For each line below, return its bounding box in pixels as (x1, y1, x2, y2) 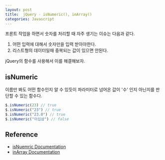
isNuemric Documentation (12, 144, 66, 150)
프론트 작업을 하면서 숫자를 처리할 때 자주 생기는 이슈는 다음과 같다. (5, 31, 135, 37)
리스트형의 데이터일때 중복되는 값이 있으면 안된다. (12, 48, 108, 54)
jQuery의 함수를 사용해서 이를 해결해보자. (5, 58, 85, 64)
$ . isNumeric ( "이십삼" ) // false (5, 116, 69, 122)
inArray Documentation (12, 149, 60, 155)
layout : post (5, 7, 32, 12)
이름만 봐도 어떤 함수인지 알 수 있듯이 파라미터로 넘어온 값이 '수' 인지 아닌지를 (5, 86, 155, 92)
